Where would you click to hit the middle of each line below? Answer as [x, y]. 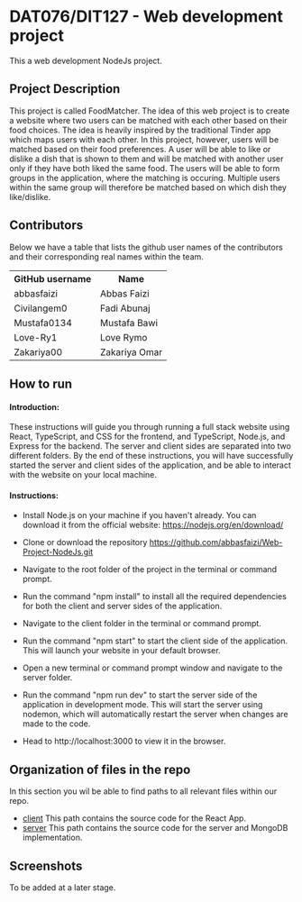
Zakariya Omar [132, 351]
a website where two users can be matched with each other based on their [148, 120]
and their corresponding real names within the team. [107, 256]
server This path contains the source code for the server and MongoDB [155, 828]
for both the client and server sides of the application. [122, 606]
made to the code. [56, 724]
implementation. [52, 838]
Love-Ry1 [36, 337]
